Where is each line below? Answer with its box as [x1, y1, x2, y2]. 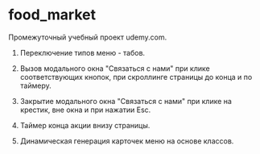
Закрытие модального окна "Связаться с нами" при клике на [19, 96, 232, 106]
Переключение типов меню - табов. [19, 48, 146, 57]
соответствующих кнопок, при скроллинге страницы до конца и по [19, 72, 253, 81]
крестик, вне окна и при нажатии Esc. [19, 105, 151, 114]
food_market [8, 6, 97, 24]
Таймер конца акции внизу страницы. [19, 120, 151, 130]
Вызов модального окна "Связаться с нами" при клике [19, 63, 211, 73]
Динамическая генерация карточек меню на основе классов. [19, 135, 234, 146]
